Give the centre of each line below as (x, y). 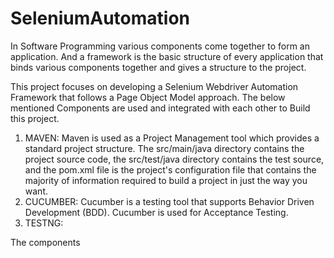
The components (45, 242)
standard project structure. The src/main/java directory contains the (164, 148)
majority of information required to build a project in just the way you (166, 180)
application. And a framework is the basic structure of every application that (167, 56)
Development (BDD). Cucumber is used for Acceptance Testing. (156, 212)
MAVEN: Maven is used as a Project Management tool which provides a (172, 138)
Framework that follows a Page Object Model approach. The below (148, 97)
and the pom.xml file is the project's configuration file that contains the (170, 169)
